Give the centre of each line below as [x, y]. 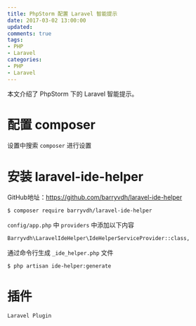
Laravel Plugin [30, 315]
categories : [25, 60]
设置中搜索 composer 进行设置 [50, 146]
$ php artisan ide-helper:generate [59, 266]
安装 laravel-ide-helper [76, 176]
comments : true [30, 33]
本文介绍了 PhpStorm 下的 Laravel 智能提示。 [73, 94]
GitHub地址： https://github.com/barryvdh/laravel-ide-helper [95, 197]
